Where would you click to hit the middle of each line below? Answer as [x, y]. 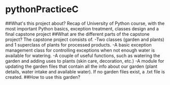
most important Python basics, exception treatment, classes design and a [82, 28]
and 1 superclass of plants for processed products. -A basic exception [79, 45]
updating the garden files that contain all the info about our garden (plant [81, 66]
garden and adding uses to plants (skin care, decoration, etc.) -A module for [85, 61]
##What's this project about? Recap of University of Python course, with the [85, 23]
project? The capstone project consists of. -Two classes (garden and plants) [85, 39]
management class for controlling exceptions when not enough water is [80, 50]
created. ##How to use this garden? [43, 77]
